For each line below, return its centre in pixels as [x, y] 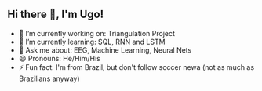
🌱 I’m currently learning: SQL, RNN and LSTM [92, 42]
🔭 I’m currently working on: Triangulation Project [97, 33]
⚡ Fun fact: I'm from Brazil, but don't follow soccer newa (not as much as [136, 67]
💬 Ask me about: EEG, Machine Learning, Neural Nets [105, 50]
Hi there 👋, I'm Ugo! [56, 15]
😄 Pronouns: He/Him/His [60, 58]
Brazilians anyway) [49, 78]
